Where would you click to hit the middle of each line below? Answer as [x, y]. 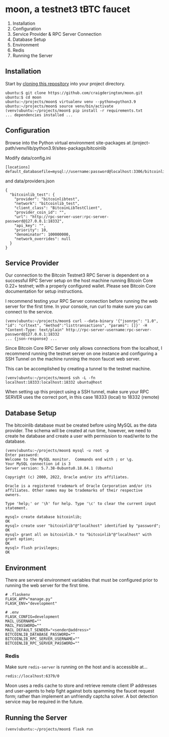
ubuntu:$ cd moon [23, 97]
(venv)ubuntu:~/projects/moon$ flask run [49, 729]
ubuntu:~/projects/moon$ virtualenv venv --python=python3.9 [71, 102]
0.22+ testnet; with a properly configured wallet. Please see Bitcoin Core [80, 286]
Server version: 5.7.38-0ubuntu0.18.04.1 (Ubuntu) [59, 469]
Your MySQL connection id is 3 [38, 464]
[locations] [18, 167]
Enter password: [22, 455]
